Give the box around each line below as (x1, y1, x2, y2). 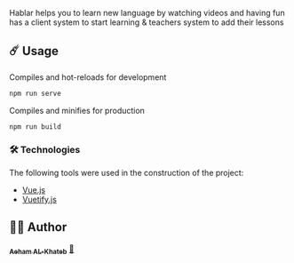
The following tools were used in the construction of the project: (9, 167, 244, 178)
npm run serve (9, 89, 62, 98)
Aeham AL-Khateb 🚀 (9, 243, 75, 256)
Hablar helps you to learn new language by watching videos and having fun (9, 8, 286, 18)
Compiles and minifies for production (9, 105, 145, 116)
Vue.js (21, 184, 46, 195)
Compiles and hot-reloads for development (9, 71, 167, 83)
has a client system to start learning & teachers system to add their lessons (9, 17, 284, 28)
